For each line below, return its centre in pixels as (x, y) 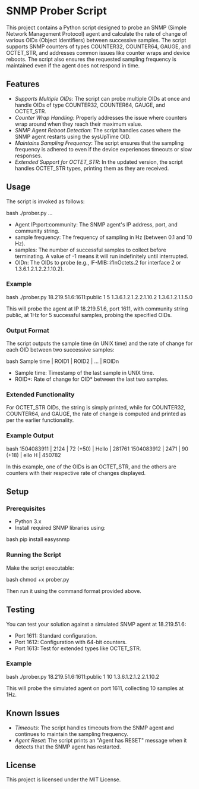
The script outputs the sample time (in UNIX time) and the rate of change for (99, 343)
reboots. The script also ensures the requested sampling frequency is (91, 59)
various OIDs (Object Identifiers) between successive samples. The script (96, 40)
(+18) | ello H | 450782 (34, 455)
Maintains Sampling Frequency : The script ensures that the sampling (99, 143)
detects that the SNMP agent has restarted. (68, 747)
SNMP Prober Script (56, 11)
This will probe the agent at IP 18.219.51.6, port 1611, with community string (97, 309)
